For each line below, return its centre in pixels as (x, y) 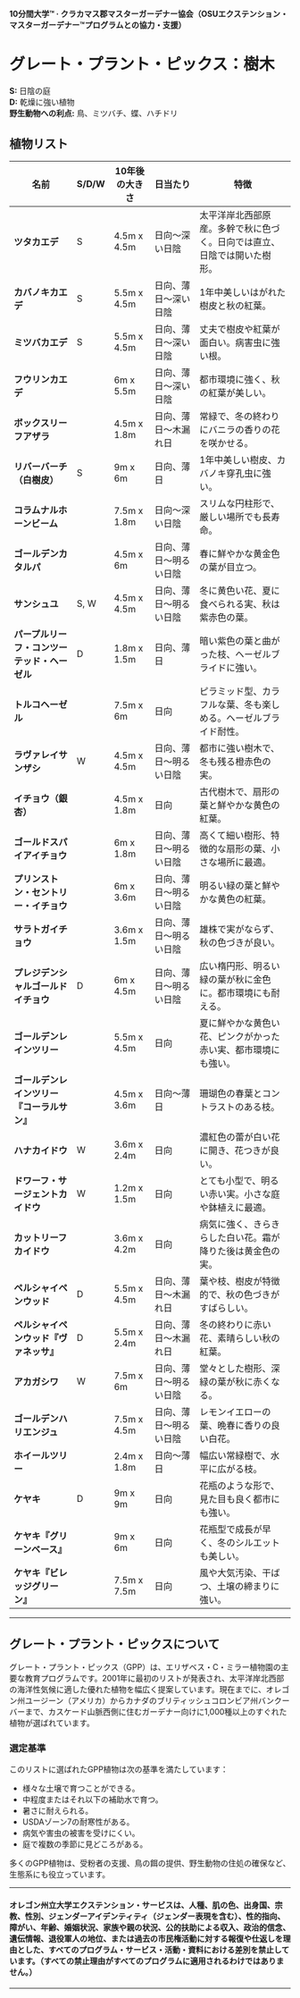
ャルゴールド (41, 986)
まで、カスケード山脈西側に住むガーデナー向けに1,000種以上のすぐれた (156, 1712)
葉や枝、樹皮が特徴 (240, 1281)
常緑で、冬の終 (231, 417)
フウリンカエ (41, 380)
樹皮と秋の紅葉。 (235, 306)
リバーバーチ (41, 467)
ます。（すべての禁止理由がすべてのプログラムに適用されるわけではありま (150, 1961)
